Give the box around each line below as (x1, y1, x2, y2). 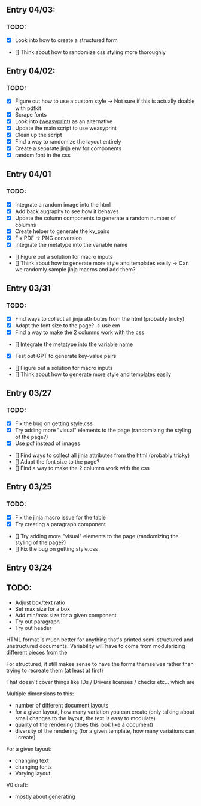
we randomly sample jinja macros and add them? (14, 266, 136, 273)
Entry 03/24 (6, 563, 53, 573)
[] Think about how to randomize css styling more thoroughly (14, 48, 166, 56)
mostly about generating (14, 793, 76, 800)
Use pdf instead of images (14, 440, 81, 447)
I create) (14, 733, 36, 741)
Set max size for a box (14, 605, 71, 612)
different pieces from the (6, 649, 68, 656)
